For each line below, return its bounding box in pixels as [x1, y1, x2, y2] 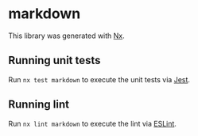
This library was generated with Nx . [8, 31, 125, 40]
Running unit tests [8, 54, 101, 67]
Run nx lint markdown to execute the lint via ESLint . [8, 119, 177, 128]
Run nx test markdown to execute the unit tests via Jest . [8, 74, 191, 84]
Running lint [8, 98, 70, 111]
